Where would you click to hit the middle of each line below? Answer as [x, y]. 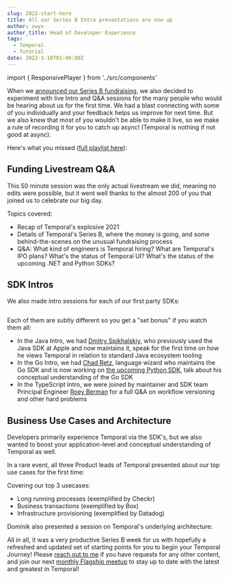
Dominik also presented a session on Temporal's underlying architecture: [110, 527]
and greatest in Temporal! [43, 569]
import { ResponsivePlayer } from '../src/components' [82, 77]
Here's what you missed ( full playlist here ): [67, 147]
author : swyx [26, 26]
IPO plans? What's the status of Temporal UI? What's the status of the [115, 256]
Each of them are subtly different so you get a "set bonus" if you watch [107, 320]
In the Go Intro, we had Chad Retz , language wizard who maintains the [116, 363]
